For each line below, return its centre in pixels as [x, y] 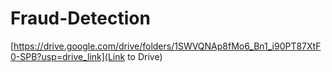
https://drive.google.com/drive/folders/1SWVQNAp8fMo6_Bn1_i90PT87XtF [167, 46]
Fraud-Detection [80, 18]
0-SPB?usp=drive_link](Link [68, 56]
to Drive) [145, 56]
